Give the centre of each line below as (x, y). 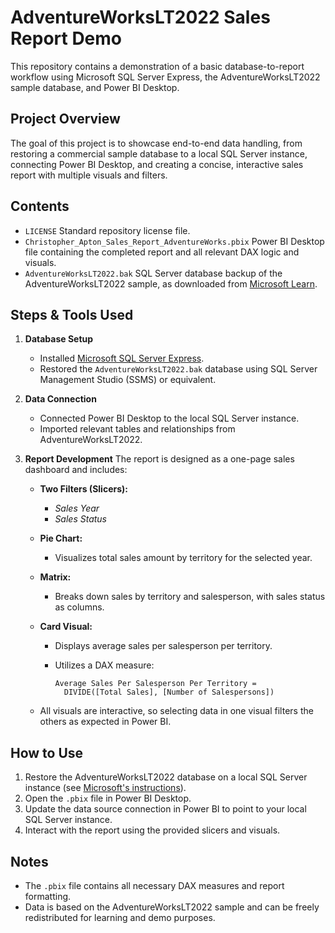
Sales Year (77, 508)
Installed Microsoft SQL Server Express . (122, 358)
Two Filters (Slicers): (83, 489)
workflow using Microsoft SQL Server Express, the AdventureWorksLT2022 (165, 77)
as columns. (79, 607)
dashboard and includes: (76, 470)
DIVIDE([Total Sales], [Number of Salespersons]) (169, 692)
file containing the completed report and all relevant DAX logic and (162, 252)
